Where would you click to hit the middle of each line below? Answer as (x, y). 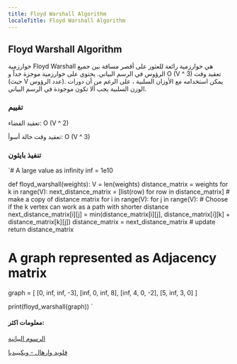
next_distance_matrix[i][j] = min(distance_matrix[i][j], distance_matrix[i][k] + (119, 214)
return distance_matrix (41, 229)
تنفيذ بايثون (25, 155)
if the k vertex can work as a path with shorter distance (88, 206)
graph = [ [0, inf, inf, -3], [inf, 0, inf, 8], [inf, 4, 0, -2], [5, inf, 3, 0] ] (103, 292)
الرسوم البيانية (27, 338)
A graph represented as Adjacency (112, 258)
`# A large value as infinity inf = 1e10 (60, 170)
